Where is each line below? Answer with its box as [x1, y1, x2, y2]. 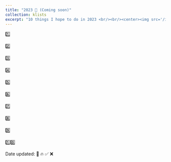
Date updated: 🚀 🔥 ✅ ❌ [5, 151, 53, 157]
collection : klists [5, 12, 47, 17]
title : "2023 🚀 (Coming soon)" [5, 7, 72, 13]
